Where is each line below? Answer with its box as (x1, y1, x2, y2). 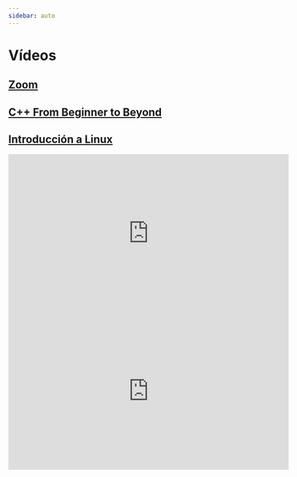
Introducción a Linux (8, 132, 114, 146)
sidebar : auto (8, 11, 56, 20)
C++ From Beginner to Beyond (8, 105, 163, 119)
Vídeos (8, 46, 57, 64)
